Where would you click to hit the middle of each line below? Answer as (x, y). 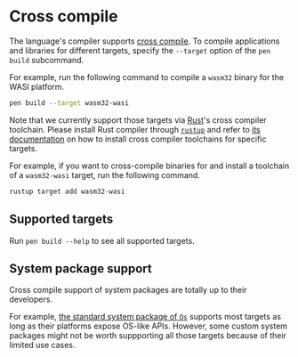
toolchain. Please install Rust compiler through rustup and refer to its (135, 129)
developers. (31, 299)
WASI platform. (37, 86)
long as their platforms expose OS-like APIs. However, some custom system (148, 326)
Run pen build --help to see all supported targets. (102, 240)
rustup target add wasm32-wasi (67, 191)
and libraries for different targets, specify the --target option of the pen (140, 50)
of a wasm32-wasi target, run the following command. (105, 174)
